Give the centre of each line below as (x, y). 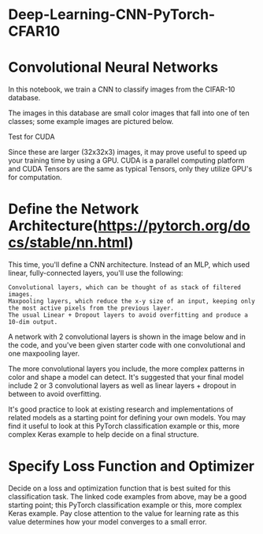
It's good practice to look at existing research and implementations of (121, 409)
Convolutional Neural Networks (113, 68)
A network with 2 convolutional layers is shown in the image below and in (127, 337)
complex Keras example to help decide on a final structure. (104, 434)
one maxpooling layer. (44, 354)
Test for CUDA (31, 137)
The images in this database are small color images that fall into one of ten (129, 113)
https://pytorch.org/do (174, 226)
